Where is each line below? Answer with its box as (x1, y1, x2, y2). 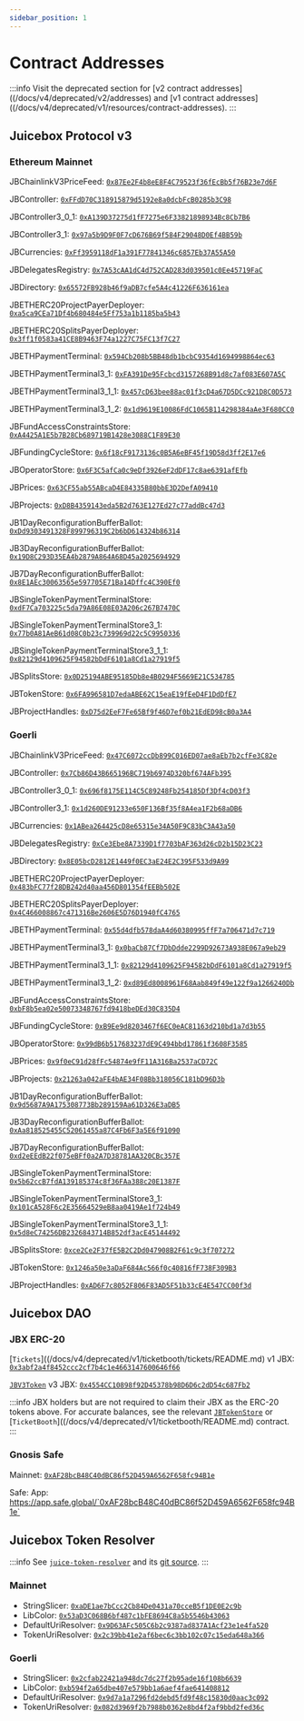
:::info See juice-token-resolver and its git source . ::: (9, 1556, 209, 1567)
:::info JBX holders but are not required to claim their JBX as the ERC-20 (9, 1397, 279, 1408)
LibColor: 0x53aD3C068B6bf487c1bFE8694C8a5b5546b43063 (22, 1609, 230, 1620)
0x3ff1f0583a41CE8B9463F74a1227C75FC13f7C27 (9, 335, 181, 344)
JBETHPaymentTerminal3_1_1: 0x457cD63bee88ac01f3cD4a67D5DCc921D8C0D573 (9, 386, 292, 397)
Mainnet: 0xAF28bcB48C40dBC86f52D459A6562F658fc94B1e (9, 1469, 215, 1480)
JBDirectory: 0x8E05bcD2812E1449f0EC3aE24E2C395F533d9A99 (9, 855, 230, 866)
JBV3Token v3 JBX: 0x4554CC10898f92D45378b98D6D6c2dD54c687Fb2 (9, 1379, 251, 1390)
